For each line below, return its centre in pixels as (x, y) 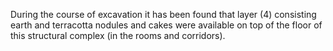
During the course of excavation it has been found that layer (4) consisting (163, 14)
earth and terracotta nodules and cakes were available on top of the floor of (166, 25)
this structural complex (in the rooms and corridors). (118, 35)
